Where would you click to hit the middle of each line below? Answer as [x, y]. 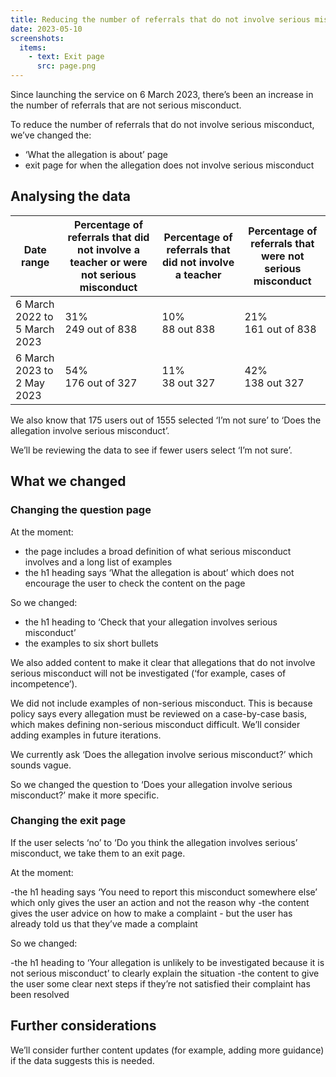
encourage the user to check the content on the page [135, 583]
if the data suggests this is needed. [82, 1060]
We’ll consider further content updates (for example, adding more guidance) [167, 1050]
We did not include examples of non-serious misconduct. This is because [161, 703]
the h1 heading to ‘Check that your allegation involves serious [151, 622]
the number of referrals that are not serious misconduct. [126, 105]
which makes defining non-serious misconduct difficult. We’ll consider [155, 724]
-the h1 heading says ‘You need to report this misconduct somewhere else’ [164, 892]
